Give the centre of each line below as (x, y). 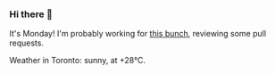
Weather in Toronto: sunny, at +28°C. (77, 61)
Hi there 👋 (31, 14)
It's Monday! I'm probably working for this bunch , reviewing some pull (137, 34)
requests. (27, 43)
